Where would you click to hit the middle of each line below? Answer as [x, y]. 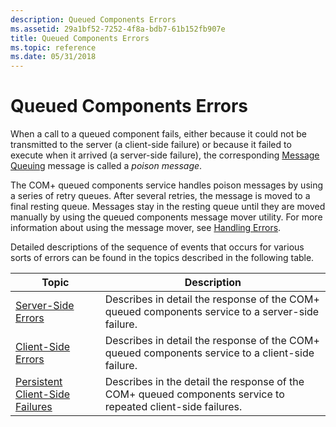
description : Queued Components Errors [93, 19]
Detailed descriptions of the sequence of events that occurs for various [157, 247]
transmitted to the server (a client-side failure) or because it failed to [151, 145]
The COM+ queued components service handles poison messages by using [167, 185]
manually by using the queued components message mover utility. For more [166, 217]
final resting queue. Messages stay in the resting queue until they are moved [168, 207]
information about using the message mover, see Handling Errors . [146, 228]
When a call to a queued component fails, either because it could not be [158, 134]
